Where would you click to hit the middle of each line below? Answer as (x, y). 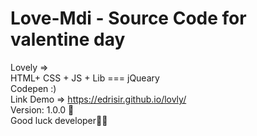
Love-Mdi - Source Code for (128, 18)
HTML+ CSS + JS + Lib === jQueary (85, 78)
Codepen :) (33, 88)
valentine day (68, 39)
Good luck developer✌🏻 (59, 120)
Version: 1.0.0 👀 (42, 109)
